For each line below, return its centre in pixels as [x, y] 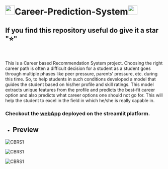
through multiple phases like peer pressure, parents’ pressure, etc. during [81, 74]
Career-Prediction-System [71, 12]
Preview [25, 130]
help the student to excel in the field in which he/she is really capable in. [80, 100]
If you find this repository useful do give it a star [82, 30]
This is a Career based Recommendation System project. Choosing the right [84, 63]
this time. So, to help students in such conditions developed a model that [80, 79]
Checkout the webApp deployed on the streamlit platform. [78, 113]
